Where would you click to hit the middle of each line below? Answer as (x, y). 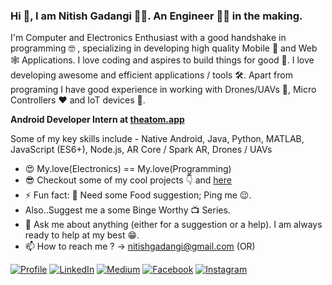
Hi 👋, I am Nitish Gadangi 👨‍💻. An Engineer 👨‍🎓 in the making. (156, 16)
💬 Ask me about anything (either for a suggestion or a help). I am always (173, 225)
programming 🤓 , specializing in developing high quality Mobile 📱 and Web (164, 48)
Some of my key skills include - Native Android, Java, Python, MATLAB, (157, 139)
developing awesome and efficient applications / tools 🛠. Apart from (151, 75)
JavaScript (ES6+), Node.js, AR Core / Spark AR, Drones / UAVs (141, 150)
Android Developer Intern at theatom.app (97, 120)
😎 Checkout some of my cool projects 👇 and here (128, 180)
